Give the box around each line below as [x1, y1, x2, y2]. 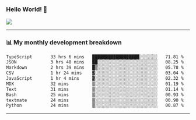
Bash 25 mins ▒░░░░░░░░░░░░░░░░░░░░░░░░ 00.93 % [6, 91, 184, 98]
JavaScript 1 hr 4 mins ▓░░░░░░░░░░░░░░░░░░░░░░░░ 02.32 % [6, 76, 184, 82]
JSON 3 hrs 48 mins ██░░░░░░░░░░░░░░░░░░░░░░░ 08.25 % [6, 59, 184, 65]
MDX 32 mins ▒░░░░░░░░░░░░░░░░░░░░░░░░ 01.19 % [6, 81, 184, 87]
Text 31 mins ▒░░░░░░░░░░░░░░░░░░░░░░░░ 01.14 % [6, 86, 184, 92]
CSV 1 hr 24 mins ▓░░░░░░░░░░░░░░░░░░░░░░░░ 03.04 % [6, 70, 184, 76]
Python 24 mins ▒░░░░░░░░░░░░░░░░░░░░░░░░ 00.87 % [6, 103, 184, 108]
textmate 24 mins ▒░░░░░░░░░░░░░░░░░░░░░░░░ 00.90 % [6, 97, 184, 103]
